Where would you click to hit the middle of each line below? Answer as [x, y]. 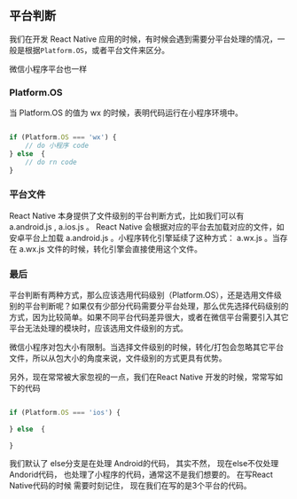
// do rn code [51, 162]
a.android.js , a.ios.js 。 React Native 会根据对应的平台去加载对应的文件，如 [147, 226]
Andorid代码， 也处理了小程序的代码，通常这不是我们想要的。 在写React [141, 475]
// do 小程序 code [57, 145]
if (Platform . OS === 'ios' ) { [65, 413]
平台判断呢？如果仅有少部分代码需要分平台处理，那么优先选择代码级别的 [156, 306]
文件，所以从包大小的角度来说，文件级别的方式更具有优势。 [118, 358]
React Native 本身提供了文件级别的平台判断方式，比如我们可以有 [127, 215]
